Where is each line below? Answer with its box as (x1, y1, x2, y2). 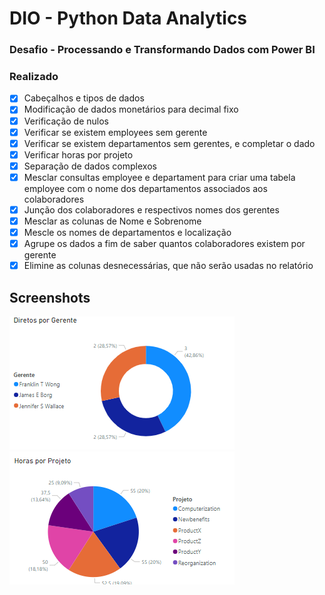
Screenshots (9, 289, 91, 306)
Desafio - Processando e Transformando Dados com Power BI (9, 43, 316, 57)
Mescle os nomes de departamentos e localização (23, 227, 232, 239)
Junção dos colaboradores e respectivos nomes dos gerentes (23, 203, 280, 216)
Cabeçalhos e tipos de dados (23, 92, 145, 104)
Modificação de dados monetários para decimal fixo (23, 103, 239, 116)
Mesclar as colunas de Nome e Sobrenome (23, 215, 202, 227)
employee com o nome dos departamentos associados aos (23, 182, 268, 194)
